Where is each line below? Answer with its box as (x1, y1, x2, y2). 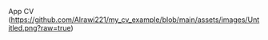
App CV (8, 7, 34, 16)
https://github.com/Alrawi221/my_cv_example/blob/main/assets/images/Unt (10, 15, 260, 24)
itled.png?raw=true (8, 24, 71, 32)
